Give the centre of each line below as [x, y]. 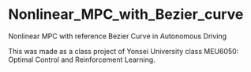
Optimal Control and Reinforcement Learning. [82, 59]
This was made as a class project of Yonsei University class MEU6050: [124, 51]
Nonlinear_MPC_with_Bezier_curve [126, 14]
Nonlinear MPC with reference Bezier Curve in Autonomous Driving [118, 36]
